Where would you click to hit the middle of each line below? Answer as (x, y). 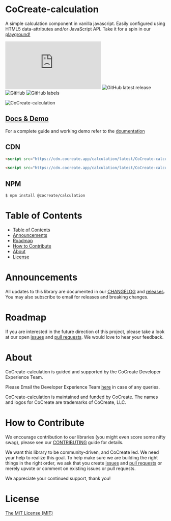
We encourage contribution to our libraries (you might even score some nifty (85, 437)
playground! (18, 34)
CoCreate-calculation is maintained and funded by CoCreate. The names (82, 397)
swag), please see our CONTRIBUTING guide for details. (64, 442)
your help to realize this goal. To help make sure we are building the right (82, 457)
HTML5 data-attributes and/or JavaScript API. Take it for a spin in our (78, 29)
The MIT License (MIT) (29, 513)
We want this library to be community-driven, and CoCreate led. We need (82, 452)
